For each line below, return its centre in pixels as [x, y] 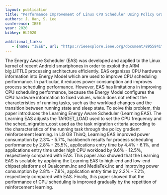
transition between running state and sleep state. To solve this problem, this [83, 108]
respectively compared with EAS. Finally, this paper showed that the [75, 176]
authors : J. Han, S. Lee [31, 19]
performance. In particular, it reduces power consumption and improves [79, 81]
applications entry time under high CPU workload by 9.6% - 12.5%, [74, 150]
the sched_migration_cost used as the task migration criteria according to [80, 124]
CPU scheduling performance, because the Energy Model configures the [80, 92]
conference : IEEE [23, 24]
